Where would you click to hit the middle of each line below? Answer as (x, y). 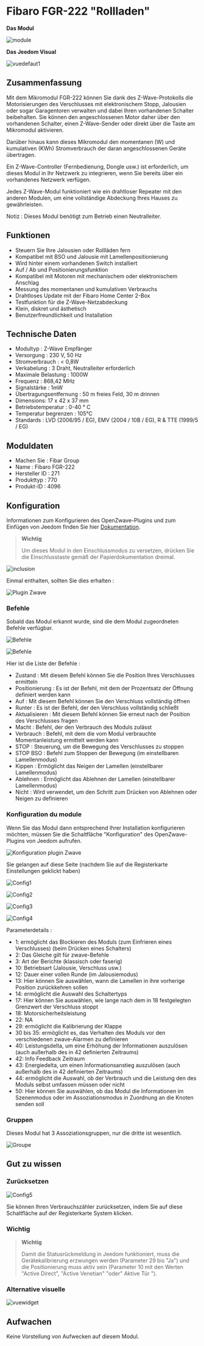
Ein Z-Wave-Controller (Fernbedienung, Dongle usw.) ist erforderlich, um (97, 167)
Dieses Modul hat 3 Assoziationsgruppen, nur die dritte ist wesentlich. (94, 1133)
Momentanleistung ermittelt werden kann (67, 740)
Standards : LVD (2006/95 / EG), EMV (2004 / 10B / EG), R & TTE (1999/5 (107, 420)
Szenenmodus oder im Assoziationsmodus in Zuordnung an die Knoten (104, 1098)
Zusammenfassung (44, 83)
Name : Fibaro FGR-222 (45, 467)
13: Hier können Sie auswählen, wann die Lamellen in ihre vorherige (100, 980)
